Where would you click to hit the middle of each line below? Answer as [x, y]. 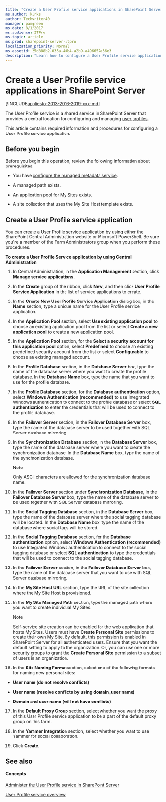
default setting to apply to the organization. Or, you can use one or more [86, 647]
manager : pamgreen [24, 23]
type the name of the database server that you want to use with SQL [82, 572]
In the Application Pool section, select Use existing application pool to [85, 321]
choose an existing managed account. [51, 357]
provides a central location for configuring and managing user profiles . [77, 119]
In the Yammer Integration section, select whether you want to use [81, 731]
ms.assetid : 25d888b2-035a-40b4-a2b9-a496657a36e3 [59, 51]
